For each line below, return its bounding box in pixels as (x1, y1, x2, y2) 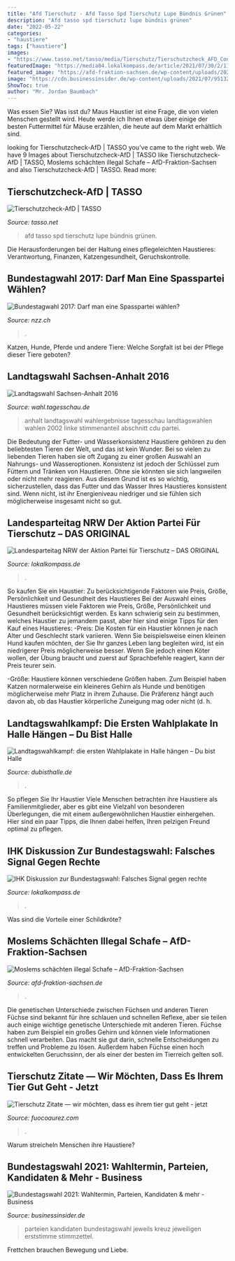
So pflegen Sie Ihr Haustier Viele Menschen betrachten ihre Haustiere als (7, 795, 218, 804)
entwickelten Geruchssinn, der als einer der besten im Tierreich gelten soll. (7, 1050, 224, 1058)
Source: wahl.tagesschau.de (7, 403, 90, 411)
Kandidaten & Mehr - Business (7, 1172, 143, 1184)
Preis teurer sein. (7, 662, 57, 670)
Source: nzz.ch (7, 315, 51, 324)
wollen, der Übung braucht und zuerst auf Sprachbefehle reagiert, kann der (7, 654, 225, 662)
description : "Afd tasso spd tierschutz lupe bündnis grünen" (7, 17, 192, 24)
